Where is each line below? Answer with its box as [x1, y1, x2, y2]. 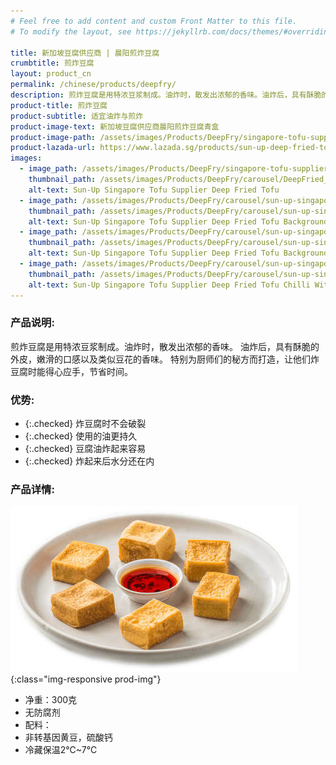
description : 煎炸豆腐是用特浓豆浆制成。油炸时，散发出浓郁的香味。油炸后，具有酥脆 [10, 90, 322, 100]
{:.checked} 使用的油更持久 [24, 430, 138, 442]
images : [10, 153, 43, 164]
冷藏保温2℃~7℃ [24, 744, 98, 756]
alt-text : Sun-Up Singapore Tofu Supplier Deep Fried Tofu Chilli [28, 280, 311, 290]
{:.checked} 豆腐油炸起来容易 [24, 443, 147, 455]
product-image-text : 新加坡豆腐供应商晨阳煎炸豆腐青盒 [10, 121, 220, 132]
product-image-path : [10, 132, 97, 142]
